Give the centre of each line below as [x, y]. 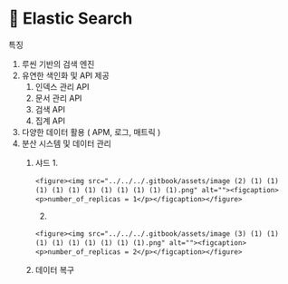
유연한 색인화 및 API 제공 [65, 75]
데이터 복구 [54, 269]
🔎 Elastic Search [71, 19]
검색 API [50, 109]
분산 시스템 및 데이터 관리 [67, 143]
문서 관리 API [58, 98]
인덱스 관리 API [62, 86]
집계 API [50, 121]
